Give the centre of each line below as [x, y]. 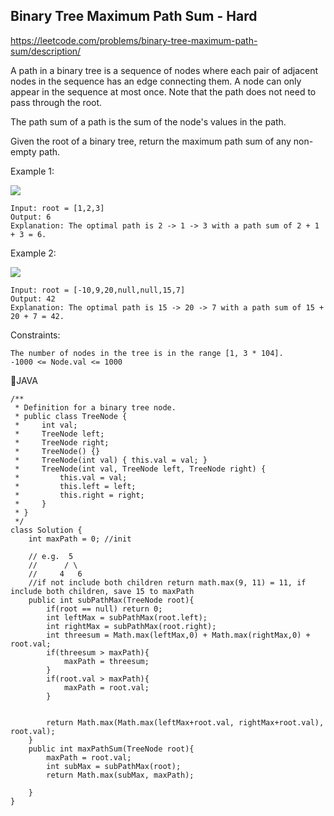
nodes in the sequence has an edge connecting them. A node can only [156, 81]
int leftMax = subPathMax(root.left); [127, 617]
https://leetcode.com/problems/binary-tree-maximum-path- [134, 40]
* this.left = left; [75, 486]
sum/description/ [46, 51]
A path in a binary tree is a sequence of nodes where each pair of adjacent [164, 70]
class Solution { [46, 530]
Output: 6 [31, 217]
